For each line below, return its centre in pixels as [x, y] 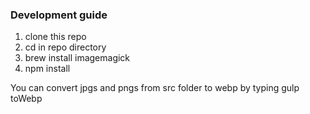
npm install [47, 69]
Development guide [59, 15]
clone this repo [55, 37]
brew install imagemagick [77, 58]
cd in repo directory [65, 47]
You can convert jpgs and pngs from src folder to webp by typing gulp [155, 88]
